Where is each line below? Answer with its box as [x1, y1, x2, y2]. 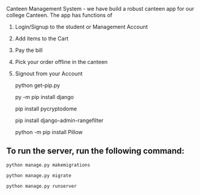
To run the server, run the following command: [6, 146, 185, 156]
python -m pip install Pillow [15, 129, 83, 135]
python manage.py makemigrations [6, 162, 91, 168]
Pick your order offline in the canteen [15, 59, 108, 65]
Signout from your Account [15, 70, 83, 77]
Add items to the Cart [15, 35, 69, 42]
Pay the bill [15, 46, 43, 54]
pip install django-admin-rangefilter [15, 117, 104, 124]
